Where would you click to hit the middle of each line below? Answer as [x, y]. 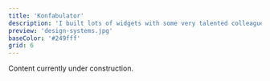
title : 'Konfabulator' [46, 16]
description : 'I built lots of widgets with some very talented [118, 23]
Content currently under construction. [71, 68]
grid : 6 [21, 46]
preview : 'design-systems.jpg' [61, 30]
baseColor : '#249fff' [45, 38]
